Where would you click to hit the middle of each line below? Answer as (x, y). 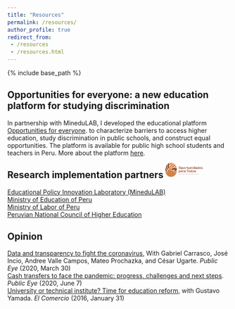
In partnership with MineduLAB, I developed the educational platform (107, 122)
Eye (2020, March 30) (39, 268)
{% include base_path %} (44, 73)
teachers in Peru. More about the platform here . (76, 153)
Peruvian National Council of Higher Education (75, 214)
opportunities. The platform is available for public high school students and (116, 145)
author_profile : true (39, 30)
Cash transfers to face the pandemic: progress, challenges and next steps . (115, 276)
